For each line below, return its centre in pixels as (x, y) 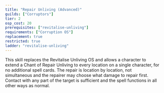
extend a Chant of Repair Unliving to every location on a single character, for (82, 65)
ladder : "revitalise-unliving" (37, 46)
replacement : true (24, 37)
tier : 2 (13, 19)
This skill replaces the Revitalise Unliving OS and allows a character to (76, 59)
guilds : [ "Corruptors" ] (29, 14)
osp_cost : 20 (18, 23)
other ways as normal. (27, 85)
